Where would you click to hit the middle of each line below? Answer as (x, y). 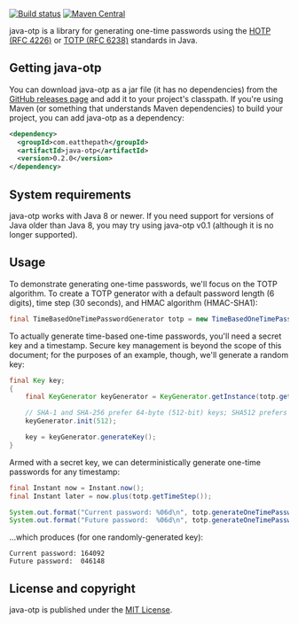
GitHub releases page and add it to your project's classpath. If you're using (146, 98)
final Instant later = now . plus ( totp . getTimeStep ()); (111, 496)
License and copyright (72, 588)
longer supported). (43, 234)
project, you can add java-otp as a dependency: (97, 117)
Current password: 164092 (57, 554)
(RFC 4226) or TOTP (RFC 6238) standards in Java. (103, 40)
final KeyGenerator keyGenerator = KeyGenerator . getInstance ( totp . (152, 397)
